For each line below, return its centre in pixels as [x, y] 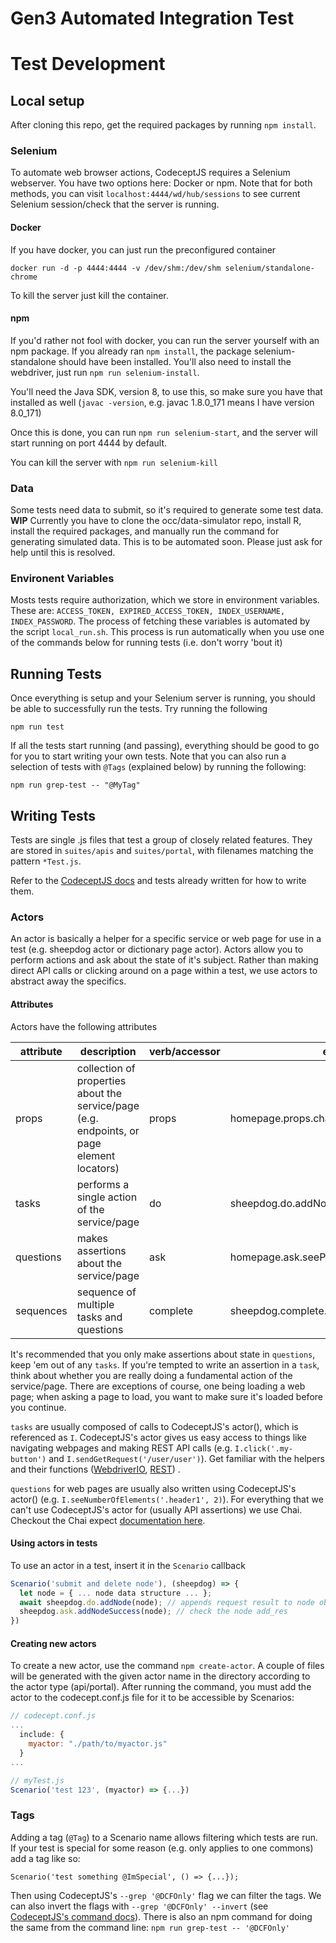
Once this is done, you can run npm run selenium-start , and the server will [164, 432]
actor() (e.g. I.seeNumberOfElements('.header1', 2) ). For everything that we [167, 1499]
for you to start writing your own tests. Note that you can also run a [148, 756]
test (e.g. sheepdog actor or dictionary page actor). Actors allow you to [157, 949]
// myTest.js [37, 1780]
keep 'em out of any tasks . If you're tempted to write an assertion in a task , [165, 1364]
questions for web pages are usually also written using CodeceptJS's [153, 1488]
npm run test [37, 727]
